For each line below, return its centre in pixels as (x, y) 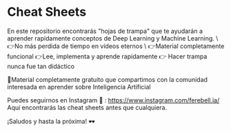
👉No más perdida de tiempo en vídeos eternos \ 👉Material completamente (116, 46)
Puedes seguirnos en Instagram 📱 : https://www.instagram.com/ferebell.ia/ (113, 100)
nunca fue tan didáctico (41, 66)
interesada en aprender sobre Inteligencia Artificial (79, 87)
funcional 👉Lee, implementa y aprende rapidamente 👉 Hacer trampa (107, 56)
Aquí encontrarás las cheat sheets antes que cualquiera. (87, 107)
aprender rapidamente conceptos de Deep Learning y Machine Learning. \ (113, 38)
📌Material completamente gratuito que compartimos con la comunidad (108, 79)
